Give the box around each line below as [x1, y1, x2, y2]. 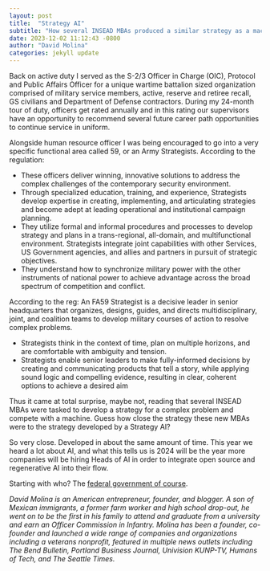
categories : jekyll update [9, 49, 99, 57]
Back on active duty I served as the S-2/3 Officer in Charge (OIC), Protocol [9, 71, 256, 80]
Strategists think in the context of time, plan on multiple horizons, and [20, 338, 251, 348]
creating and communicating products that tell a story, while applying [20, 364, 250, 373]
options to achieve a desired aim [20, 381, 129, 390]
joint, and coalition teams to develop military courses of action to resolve [9, 314, 249, 324]
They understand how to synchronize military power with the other [20, 264, 241, 274]
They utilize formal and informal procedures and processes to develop [20, 222, 253, 231]
